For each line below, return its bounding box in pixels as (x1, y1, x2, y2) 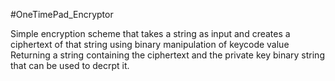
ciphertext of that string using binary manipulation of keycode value (10, 39, 290, 50)
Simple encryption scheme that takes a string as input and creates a (10, 28, 291, 39)
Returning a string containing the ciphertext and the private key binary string (10, 49, 325, 61)
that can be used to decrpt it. (10, 60, 130, 71)
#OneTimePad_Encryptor (10, 9, 114, 20)
